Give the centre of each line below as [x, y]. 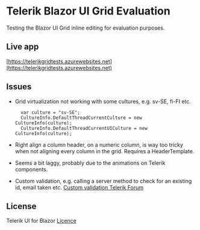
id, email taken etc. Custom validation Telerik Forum [79, 187]
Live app [23, 47]
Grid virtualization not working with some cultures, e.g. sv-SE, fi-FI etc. [103, 101]
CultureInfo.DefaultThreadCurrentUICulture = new [84, 128]
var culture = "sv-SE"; [50, 112]
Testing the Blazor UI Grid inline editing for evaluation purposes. [86, 28]
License [21, 206]
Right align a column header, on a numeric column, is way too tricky [99, 145]
